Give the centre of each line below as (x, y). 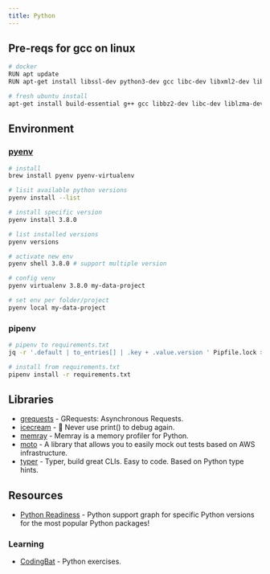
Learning (26, 544)
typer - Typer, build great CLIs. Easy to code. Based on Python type (132, 461)
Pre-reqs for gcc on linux (72, 49)
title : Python (32, 16)
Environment (41, 129)
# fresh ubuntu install (48, 96)
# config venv (32, 278)
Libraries (31, 399)
